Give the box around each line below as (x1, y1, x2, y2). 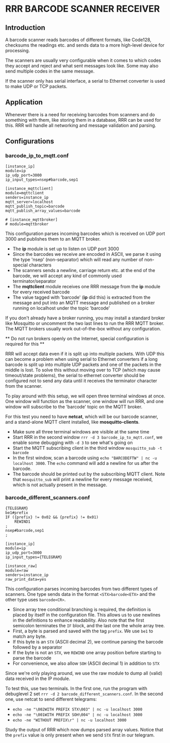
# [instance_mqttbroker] (5, 217, 58, 222)
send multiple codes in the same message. (5, 68, 95, 74)
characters (28, 262, 52, 268)
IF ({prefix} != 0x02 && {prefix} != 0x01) (5, 515, 99, 520)
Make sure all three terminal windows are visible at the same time (12, 428, 150, 434)
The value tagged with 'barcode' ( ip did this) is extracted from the (12, 294, 151, 300)
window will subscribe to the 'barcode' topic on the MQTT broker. (5, 403, 143, 410)
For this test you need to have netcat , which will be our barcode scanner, (5, 413, 158, 419)
